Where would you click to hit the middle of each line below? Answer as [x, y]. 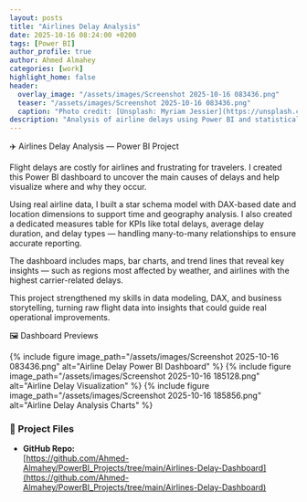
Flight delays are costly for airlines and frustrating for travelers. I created [146, 167]
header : [24, 86]
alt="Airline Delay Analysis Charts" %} [81, 405]
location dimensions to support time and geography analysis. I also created [151, 214]
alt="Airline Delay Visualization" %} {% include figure [110, 386]
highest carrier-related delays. [66, 280]
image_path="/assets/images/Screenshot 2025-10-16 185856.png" [136, 396]
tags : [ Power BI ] [42, 43]
